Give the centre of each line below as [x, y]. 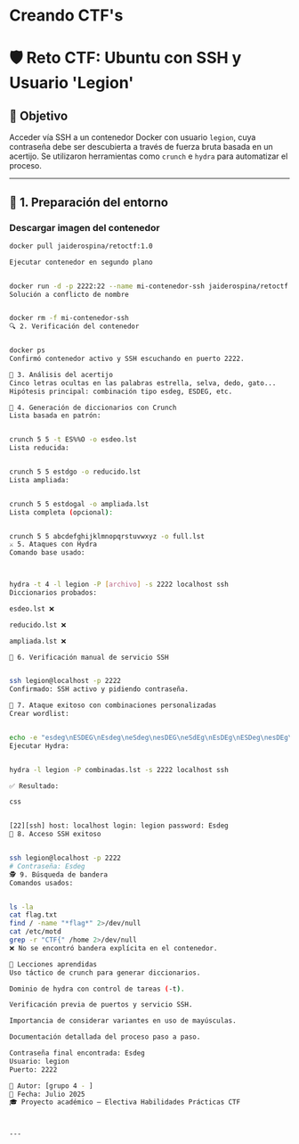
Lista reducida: [39, 448]
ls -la [21, 907]
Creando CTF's [66, 16]
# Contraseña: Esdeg [48, 866]
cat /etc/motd [36, 932]
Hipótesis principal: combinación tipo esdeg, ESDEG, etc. [121, 391]
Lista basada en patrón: [55, 416]
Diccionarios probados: [53, 593]
